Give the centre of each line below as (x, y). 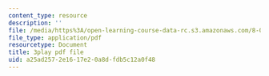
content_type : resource (48, 15)
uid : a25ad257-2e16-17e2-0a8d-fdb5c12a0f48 (82, 60)
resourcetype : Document (48, 45)
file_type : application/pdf (55, 38)
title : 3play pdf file (46, 52)
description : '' (35, 23)
